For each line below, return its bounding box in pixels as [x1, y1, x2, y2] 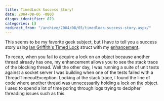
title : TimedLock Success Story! [5, 7, 74, 12]
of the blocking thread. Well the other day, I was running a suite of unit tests [5, 65, 160, 70]
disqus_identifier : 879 [5, 16, 54, 21]
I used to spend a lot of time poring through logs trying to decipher [5, 85, 141, 91]
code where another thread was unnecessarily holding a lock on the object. [5, 80, 159, 86]
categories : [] [5, 21, 37, 26]
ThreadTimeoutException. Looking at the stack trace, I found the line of [5, 75, 151, 81]
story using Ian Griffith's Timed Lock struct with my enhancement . [5, 44, 140, 50]
